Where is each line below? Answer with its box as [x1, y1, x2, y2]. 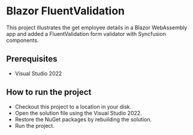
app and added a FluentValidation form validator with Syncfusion [6, 30, 166, 37]
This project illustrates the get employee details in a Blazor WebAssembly [6, 24, 188, 31]
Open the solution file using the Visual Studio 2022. [14, 109, 142, 116]
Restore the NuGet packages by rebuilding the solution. [14, 115, 152, 123]
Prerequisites [6, 54, 58, 64]
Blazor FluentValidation [6, 4, 125, 18]
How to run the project [6, 87, 92, 97]
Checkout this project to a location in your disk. [14, 103, 132, 110]
